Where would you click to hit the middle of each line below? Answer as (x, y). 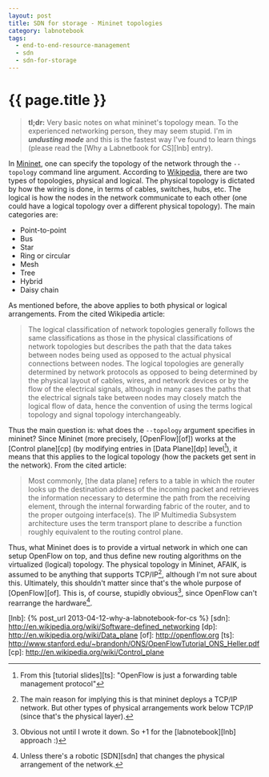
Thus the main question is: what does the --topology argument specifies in (132, 430)
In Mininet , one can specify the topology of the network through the (120, 163)
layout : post (30, 16)
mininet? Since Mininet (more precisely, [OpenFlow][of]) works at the (122, 439)
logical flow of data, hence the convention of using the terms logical (140, 406)
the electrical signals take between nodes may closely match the (134, 397)
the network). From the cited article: (67, 465)
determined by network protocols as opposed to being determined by (143, 372)
